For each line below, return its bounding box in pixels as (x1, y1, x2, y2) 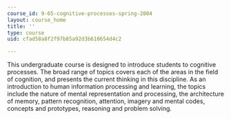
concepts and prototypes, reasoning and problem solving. (7, 105, 172, 113)
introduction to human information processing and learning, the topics (7, 83, 206, 91)
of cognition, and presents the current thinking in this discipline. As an (7, 75, 206, 83)
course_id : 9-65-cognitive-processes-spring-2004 (7, 10, 153, 17)
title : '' (7, 23, 36, 30)
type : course (7, 29, 45, 36)
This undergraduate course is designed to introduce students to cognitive (7, 61, 217, 69)
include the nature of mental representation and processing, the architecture (7, 90, 225, 98)
